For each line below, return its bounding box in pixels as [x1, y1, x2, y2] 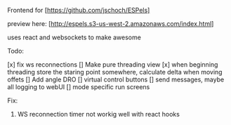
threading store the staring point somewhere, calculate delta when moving [7, 68, 223, 76]
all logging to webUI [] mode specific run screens [7, 83, 150, 91]
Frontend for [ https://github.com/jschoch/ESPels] [7, 6, 150, 14]
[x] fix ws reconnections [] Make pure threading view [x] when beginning [7, 60, 218, 69]
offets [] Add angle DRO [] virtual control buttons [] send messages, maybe [7, 75, 225, 84]
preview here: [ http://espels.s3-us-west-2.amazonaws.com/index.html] [7, 20, 214, 27]
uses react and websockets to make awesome [7, 33, 142, 41]
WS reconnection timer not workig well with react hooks [17, 110, 180, 118]
